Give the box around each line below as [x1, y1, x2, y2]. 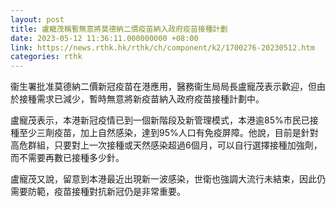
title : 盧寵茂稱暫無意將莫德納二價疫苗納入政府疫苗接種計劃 [10, 24, 228, 34]
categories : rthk [10, 52, 83, 62]
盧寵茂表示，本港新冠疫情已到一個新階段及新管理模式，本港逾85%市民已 [10, 114, 310, 126]
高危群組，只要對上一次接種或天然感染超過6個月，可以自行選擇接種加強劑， [10, 139, 323, 151]
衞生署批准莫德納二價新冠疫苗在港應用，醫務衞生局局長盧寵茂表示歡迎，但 [10, 81, 317, 93]
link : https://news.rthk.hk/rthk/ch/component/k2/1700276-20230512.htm [10, 42, 315, 53]
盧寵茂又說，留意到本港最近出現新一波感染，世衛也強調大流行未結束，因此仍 [10, 173, 326, 185]
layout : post [10, 14, 65, 25]
